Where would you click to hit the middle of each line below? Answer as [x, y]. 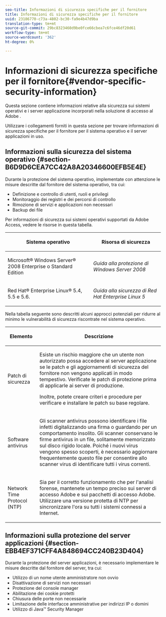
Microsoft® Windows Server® [42, 260]
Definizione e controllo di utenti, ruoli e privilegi [60, 194]
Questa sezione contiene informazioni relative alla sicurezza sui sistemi [78, 105]
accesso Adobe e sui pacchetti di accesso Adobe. [97, 494]
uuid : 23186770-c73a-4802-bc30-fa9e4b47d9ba [52, 19]
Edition [16, 272]
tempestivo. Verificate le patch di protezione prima [98, 379]
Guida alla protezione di [121, 263]
